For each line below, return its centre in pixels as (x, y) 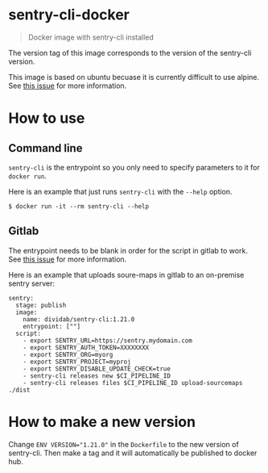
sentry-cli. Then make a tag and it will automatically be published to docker (133, 453)
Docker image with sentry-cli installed (91, 37)
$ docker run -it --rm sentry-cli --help (79, 206)
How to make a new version (102, 422)
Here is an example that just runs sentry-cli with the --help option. (120, 191)
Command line (45, 148)
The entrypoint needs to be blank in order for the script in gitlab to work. (128, 250)
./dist (19, 390)
